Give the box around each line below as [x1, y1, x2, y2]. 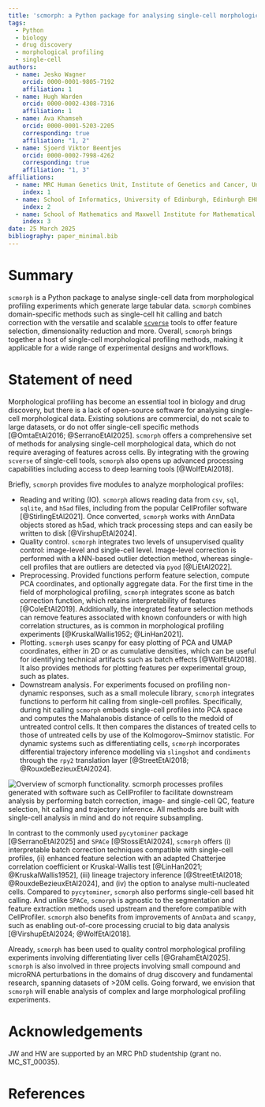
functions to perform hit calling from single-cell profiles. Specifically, [19, 696, 243, 706]
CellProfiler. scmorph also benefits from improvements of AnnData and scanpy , [8, 912, 256, 922]
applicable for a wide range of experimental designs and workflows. [8, 343, 230, 352]
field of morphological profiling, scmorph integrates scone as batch [19, 587, 235, 597]
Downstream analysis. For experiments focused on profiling [19, 680, 214, 689]
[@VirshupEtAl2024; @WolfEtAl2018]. [8, 929, 132, 938]
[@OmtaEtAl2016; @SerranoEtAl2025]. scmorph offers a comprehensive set [8, 430, 252, 440]
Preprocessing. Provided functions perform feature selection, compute [19, 571, 250, 580]
